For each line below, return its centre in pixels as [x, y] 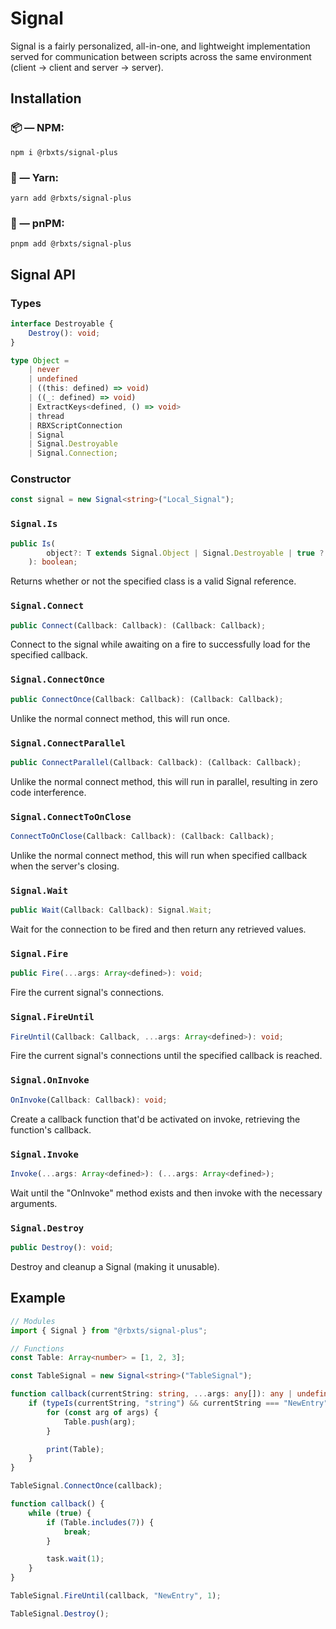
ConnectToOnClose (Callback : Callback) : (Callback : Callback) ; [142, 837]
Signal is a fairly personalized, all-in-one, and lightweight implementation [160, 46]
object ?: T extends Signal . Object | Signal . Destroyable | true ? [185, 553]
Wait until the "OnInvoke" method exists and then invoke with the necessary [166, 1193]
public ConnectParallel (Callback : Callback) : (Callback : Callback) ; [156, 762]
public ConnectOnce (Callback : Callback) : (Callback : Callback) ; [147, 699]
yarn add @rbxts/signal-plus [71, 198]
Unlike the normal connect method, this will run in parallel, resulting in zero [164, 781]
